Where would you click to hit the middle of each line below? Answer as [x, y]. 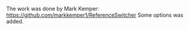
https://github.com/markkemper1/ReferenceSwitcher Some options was [95, 15]
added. [15, 21]
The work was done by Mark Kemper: [53, 9]
